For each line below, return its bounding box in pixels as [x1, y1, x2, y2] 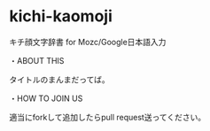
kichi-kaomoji [9, 6, 113, 27]
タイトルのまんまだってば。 [9, 73, 111, 85]
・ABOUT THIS [9, 55, 65, 65]
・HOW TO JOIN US [9, 93, 83, 104]
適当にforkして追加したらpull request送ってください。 [9, 112, 206, 122]
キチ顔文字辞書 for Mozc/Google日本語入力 [9, 36, 167, 47]
